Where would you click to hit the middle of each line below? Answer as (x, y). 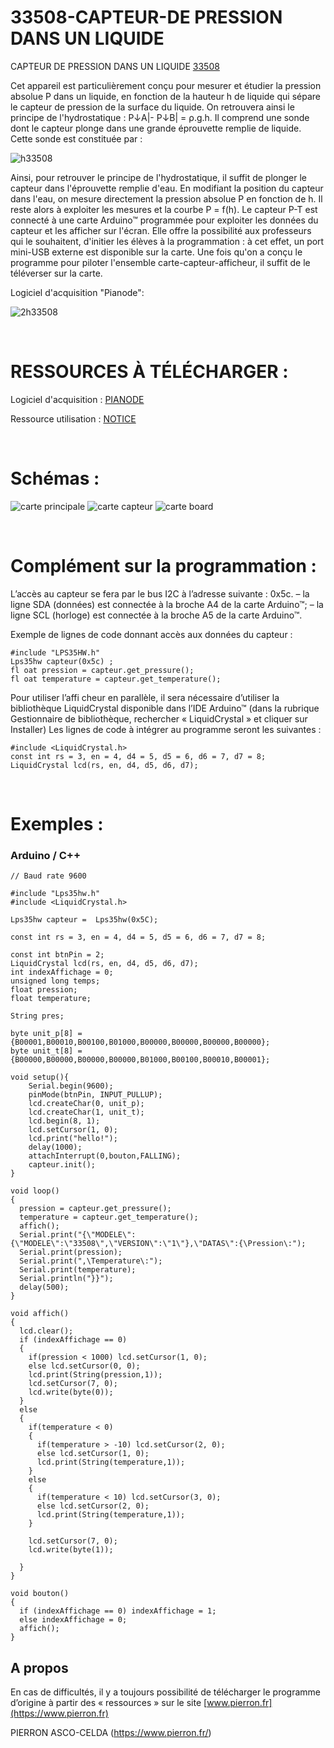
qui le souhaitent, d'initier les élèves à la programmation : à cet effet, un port (167, 241)
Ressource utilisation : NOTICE (73, 418)
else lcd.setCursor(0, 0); (84, 1366)
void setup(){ (40, 1077)
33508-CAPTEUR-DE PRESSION (146, 17)
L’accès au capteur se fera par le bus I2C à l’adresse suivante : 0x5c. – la (160, 593)
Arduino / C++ (46, 855)
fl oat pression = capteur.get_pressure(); (102, 670)
